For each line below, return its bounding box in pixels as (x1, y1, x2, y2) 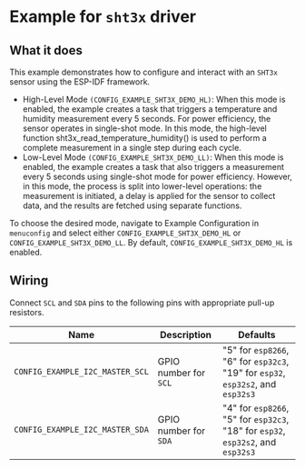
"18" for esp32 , (221, 424, 286, 437)
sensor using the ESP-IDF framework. (9, 76, 151, 87)
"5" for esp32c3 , (221, 413, 290, 425)
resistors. (9, 306, 44, 317)
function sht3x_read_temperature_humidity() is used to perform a (22, 133, 268, 143)
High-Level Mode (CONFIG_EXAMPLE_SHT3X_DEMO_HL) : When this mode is (22, 94, 286, 105)
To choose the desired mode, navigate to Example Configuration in (9, 218, 260, 228)
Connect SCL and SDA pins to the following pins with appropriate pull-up (9, 297, 275, 308)
